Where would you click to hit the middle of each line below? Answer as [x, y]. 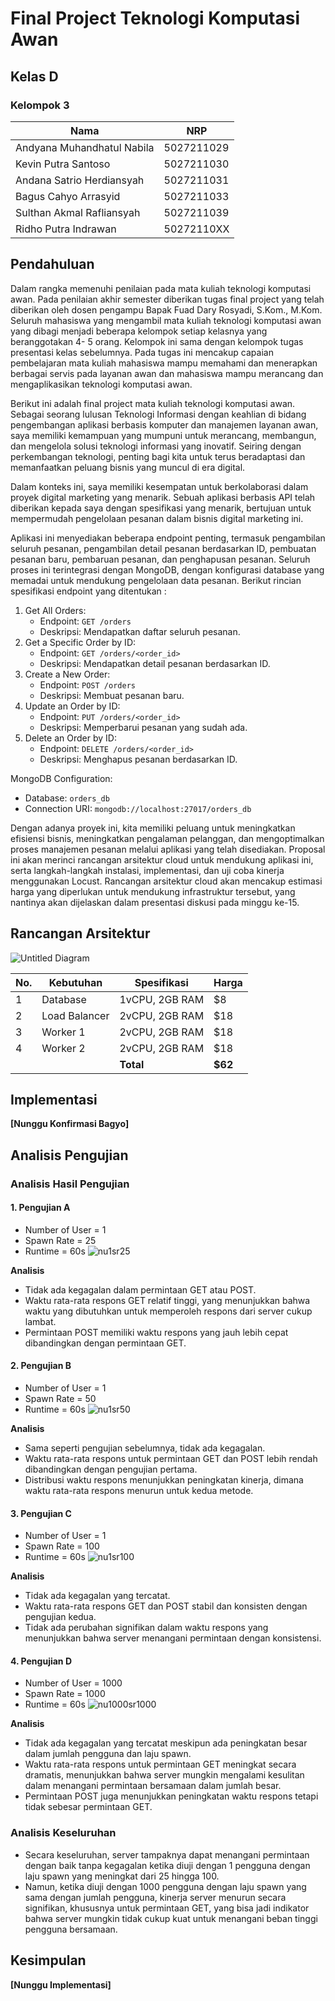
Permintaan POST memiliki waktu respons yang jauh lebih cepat [156, 1332]
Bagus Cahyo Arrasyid [68, 196]
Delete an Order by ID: [70, 738]
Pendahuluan [52, 264]
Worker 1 [63, 1032]
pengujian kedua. [60, 1617]
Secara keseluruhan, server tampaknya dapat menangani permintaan [167, 1854]
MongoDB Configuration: [61, 778]
